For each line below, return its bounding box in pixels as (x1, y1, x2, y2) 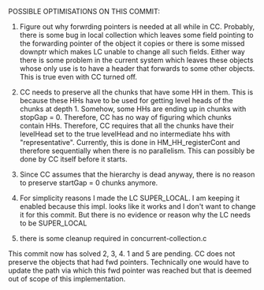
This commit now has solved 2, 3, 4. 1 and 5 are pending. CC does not (8, 249, 236, 258)
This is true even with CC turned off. (19, 72, 138, 81)
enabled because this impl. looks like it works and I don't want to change (19, 202, 256, 211)
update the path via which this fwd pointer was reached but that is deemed (8, 266, 252, 275)
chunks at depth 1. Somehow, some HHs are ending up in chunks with (19, 104, 247, 113)
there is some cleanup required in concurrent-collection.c (19, 234, 207, 243)
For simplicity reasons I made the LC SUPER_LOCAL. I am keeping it (19, 193, 240, 203)
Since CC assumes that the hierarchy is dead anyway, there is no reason (19, 169, 255, 179)
